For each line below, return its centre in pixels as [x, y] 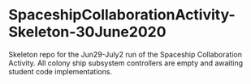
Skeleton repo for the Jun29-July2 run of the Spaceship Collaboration [125, 54]
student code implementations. [60, 71]
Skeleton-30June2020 [87, 32]
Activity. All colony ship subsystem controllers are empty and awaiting [126, 63]
